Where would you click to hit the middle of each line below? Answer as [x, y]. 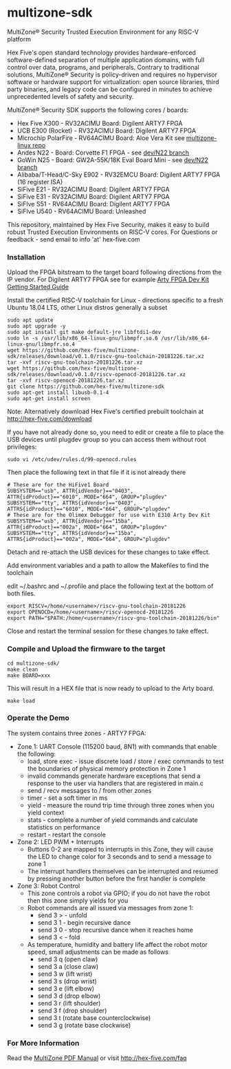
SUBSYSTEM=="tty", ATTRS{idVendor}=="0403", [72, 503]
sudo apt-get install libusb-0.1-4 [58, 393]
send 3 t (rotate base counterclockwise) [94, 1018]
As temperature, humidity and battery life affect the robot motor [118, 944]
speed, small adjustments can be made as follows [98, 952]
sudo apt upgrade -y [37, 326]
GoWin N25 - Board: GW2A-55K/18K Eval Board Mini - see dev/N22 [112, 159]
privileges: [22, 447]
